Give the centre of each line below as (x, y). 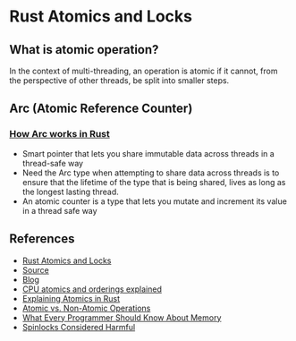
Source (35, 269)
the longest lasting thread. (70, 192)
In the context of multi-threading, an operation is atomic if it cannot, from (144, 71)
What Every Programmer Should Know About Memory (122, 317)
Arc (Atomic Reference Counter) (101, 109)
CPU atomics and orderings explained (92, 289)
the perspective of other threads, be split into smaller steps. (119, 81)
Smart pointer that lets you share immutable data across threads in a (148, 153)
